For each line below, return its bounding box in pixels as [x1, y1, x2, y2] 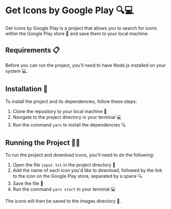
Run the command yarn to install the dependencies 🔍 [12, 121, 126, 128]
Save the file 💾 [12, 180, 44, 186]
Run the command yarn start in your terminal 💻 [12, 186, 116, 193]
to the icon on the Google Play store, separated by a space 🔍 [12, 173, 142, 179]
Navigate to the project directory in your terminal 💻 [12, 114, 121, 120]
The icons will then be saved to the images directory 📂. [5, 198, 121, 204]
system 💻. [5, 68, 28, 74]
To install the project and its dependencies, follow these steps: [5, 98, 137, 104]
